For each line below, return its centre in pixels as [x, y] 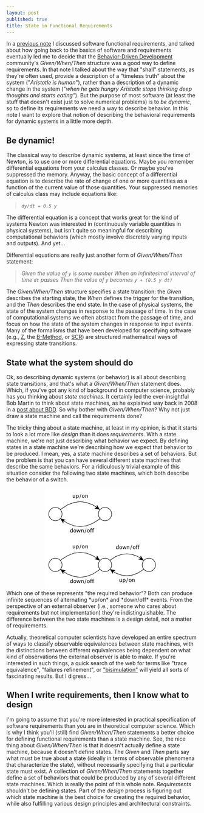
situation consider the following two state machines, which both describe [98, 473]
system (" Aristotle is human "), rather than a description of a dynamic [93, 83]
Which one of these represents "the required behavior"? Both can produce [100, 593]
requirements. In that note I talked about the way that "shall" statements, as [100, 69]
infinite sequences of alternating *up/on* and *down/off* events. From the [99, 599]
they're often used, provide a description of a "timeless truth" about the [96, 76]
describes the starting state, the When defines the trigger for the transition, [100, 298]
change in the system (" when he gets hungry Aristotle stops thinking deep [99, 89]
